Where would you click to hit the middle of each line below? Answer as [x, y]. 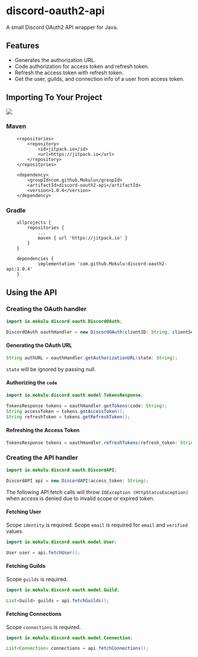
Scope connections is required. [44, 627]
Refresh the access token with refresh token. [69, 73]
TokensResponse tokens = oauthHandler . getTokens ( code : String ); [87, 406]
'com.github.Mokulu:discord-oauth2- [122, 264]
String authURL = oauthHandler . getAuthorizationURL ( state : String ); [92, 358]
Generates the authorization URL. [55, 60]
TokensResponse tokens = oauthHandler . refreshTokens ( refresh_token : [92, 443]
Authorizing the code [32, 383]
